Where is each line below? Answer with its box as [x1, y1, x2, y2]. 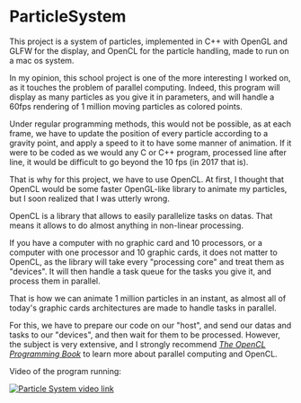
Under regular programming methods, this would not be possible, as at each [9, 118, 292, 129]
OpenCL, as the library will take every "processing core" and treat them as [9, 256, 285, 267]
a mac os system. [9, 55, 75, 66]
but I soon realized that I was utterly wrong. [9, 193, 171, 204]
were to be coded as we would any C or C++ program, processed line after [9, 146, 288, 158]
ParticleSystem [9, 6, 127, 27]
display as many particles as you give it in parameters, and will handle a [9, 92, 275, 102]
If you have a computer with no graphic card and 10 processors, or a [9, 237, 263, 248]
